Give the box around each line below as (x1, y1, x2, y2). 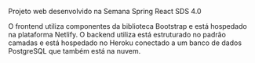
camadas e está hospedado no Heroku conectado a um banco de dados (8, 38, 242, 47)
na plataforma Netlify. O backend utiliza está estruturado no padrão (8, 30, 226, 39)
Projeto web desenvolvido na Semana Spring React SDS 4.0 (8, 7, 202, 16)
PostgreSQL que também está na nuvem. (8, 47, 141, 55)
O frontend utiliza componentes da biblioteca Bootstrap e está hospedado (8, 22, 247, 30)
